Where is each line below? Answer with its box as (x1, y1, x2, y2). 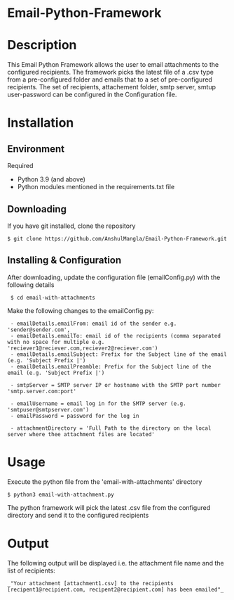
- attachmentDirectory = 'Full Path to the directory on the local (10, 424, 212, 432)
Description (7, 37, 77, 53)
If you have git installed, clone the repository (7, 222, 136, 230)
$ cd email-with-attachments (10, 294, 96, 301)
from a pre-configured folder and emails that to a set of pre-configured (7, 75, 212, 84)
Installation (7, 115, 74, 131)
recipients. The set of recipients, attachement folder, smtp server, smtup (7, 83, 216, 91)
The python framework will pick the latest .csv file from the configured (7, 503, 211, 511)
